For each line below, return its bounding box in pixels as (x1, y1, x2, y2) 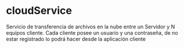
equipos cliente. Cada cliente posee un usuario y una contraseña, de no (6, 29, 179, 36)
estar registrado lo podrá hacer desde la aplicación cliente (6, 35, 146, 42)
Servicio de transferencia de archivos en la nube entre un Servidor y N (6, 23, 175, 30)
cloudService (6, 4, 72, 17)
